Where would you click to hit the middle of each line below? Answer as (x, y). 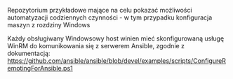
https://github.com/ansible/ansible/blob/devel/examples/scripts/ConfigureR (117, 61)
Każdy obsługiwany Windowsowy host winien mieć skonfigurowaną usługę (116, 38)
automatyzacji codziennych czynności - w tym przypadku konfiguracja (110, 17)
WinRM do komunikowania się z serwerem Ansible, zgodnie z (96, 46)
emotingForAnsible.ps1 (40, 68)
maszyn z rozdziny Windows (49, 25)
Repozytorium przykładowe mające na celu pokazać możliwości (100, 10)
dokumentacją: (29, 53)
